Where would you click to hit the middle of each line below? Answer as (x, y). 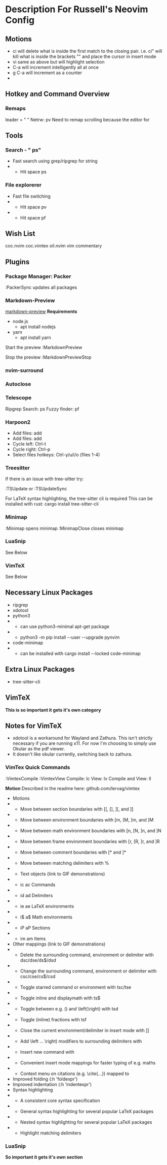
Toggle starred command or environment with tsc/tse (76, 987)
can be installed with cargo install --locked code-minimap (80, 653)
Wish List (20, 234)
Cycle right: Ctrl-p (31, 449)
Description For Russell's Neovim (77, 9)
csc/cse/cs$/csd (38, 976)
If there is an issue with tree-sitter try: (45, 479)
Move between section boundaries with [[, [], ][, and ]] (77, 809)
